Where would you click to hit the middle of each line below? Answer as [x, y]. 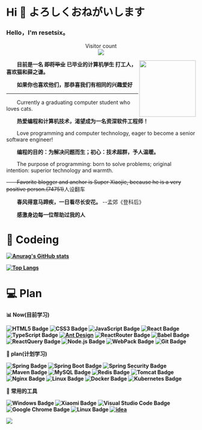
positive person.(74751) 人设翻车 [46, 189]
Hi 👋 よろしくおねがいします [76, 12]
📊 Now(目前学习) [28, 315]
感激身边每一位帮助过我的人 [51, 215]
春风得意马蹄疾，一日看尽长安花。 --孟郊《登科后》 [81, 202]
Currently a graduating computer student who [74, 102]
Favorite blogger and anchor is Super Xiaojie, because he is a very [99, 182]
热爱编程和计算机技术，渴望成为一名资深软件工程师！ [83, 121]
